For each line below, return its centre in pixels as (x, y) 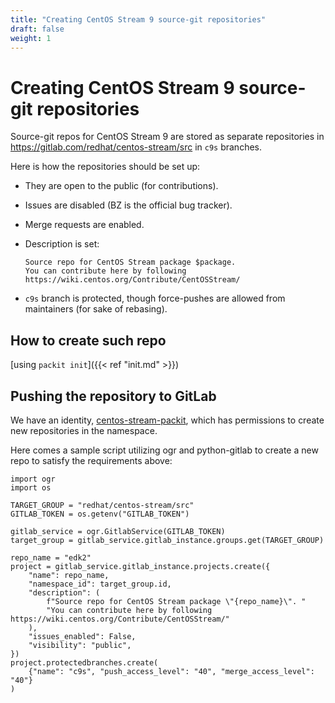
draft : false (37, 29)
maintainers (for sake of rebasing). (96, 309)
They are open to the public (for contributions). (121, 186)
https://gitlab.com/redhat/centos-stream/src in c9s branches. (136, 147)
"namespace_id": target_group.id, (100, 584)
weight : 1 (31, 38)
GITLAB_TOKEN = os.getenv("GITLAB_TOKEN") (100, 514)
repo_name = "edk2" (51, 557)
